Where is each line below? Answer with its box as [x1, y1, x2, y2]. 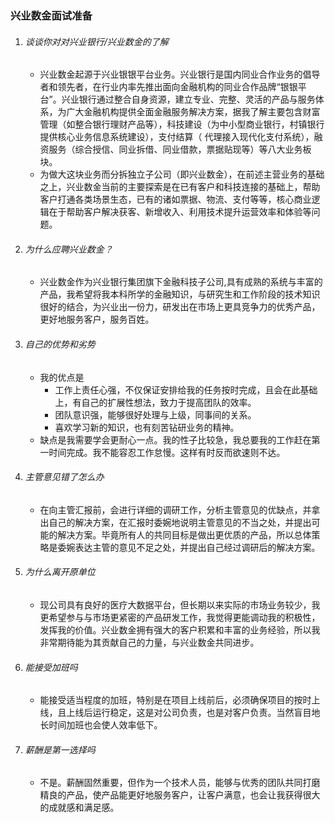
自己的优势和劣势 [24, 338, 96, 350]
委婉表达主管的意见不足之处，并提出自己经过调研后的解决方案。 [57, 541, 321, 553]
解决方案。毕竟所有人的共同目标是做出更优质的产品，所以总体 [57, 528, 312, 541]
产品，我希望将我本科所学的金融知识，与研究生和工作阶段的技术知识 [39, 288, 321, 301]
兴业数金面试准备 [10, 8, 93, 22]
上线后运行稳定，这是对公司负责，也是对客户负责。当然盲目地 [66, 707, 321, 719]
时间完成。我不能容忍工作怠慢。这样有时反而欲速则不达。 [48, 446, 286, 458]
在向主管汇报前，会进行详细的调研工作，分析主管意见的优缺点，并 [39, 503, 312, 516]
